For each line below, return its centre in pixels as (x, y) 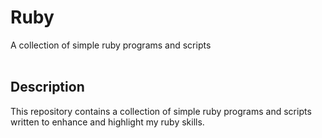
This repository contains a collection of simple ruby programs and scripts (161, 111)
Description (47, 87)
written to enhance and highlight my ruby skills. (107, 122)
